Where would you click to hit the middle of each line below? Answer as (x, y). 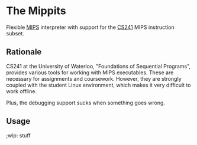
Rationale (24, 52)
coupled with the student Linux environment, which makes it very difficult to (98, 85)
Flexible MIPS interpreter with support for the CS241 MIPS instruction (90, 27)
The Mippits (36, 11)
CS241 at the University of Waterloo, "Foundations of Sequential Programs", (98, 66)
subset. (15, 33)
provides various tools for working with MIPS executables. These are (90, 72)
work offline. (22, 91)
